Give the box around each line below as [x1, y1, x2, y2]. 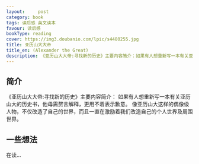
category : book [6, 14, 44, 20]
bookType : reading [6, 31, 52, 37]
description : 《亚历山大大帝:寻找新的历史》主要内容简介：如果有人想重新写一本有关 [6, 53, 189, 59]
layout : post [6, 8, 49, 15]
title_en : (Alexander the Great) [6, 48, 89, 53]
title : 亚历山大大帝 [6, 42, 52, 48]
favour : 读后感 [6, 25, 41, 31]
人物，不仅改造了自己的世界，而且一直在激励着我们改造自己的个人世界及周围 [6, 108, 193, 115]
